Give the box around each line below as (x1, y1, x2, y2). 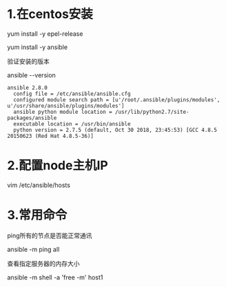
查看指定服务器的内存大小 (7, 259, 80, 268)
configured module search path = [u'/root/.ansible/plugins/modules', (13, 96, 220, 103)
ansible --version (7, 70, 56, 79)
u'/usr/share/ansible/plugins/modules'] (7, 102, 125, 109)
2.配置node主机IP (7, 158, 108, 173)
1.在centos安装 (7, 6, 93, 22)
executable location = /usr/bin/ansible (13, 120, 131, 128)
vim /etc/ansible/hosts (7, 181, 71, 189)
